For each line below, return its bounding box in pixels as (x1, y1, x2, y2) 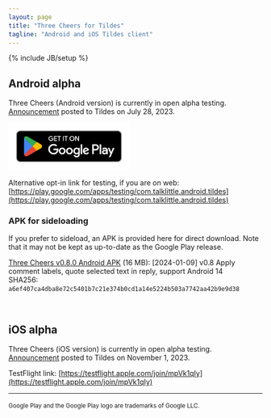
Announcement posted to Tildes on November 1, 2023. (8, 353, 190, 363)
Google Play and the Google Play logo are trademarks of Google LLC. (8, 402, 200, 410)
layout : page (8, 13, 52, 21)
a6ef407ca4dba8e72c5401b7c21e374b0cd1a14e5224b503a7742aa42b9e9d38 (8, 285, 240, 293)
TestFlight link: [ (8, 369, 62, 378)
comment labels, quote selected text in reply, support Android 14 (8, 267, 223, 277)
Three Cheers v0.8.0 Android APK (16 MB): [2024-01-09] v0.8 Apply (8, 258, 236, 268)
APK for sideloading (8, 215, 89, 226)
